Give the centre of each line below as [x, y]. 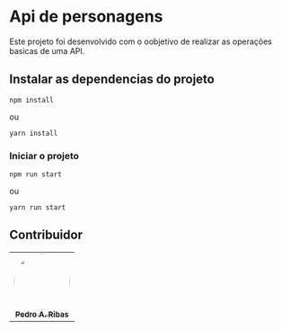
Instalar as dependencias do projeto [112, 80]
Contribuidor [46, 235]
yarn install [34, 133]
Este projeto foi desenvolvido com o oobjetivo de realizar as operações [140, 41]
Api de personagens [86, 17]
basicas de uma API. [47, 50]
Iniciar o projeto [44, 156]
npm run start [36, 174]
